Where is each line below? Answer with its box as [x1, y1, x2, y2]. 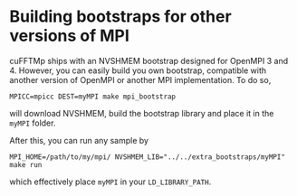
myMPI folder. [9, 117, 56, 128]
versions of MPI [9, 25, 129, 46]
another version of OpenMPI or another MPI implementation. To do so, [9, 74, 272, 85]
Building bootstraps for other [9, 6, 233, 27]
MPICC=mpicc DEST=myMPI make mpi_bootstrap [9, 92, 177, 101]
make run [9, 160, 43, 169]
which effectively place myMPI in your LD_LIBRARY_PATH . [9, 176, 212, 187]
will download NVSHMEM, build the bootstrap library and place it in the [9, 107, 274, 118]
